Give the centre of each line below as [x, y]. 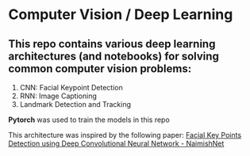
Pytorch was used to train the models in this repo [89, 120]
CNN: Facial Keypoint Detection [71, 88]
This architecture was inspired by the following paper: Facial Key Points [125, 135]
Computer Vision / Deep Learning [121, 15]
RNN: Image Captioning [58, 96]
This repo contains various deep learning [112, 44]
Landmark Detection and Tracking [75, 104]
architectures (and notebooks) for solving [114, 56]
